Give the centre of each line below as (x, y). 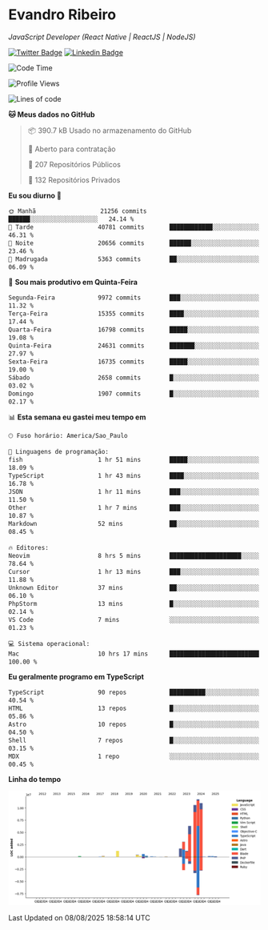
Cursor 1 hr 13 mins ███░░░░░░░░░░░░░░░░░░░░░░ (134, 571)
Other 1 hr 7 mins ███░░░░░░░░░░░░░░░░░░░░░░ (134, 507)
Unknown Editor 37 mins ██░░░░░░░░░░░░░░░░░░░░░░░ (134, 587)
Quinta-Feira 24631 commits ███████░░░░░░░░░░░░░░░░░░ (134, 346)
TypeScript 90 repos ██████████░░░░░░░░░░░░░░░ (134, 692)
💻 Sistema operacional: (49, 643)
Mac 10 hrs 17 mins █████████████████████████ (134, 654)
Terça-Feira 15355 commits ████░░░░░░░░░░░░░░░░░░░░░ (134, 314)
